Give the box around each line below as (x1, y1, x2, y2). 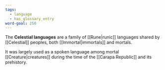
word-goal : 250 (5, 21, 37, 26)
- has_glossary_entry (9, 16, 55, 21)
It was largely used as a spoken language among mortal (5, 49, 119, 55)
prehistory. (5, 59, 27, 65)
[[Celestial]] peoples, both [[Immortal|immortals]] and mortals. (5, 40, 132, 46)
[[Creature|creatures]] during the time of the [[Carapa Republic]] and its (5, 54, 152, 60)
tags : (5, 7, 16, 12)
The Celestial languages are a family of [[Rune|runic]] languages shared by (5, 34, 160, 40)
